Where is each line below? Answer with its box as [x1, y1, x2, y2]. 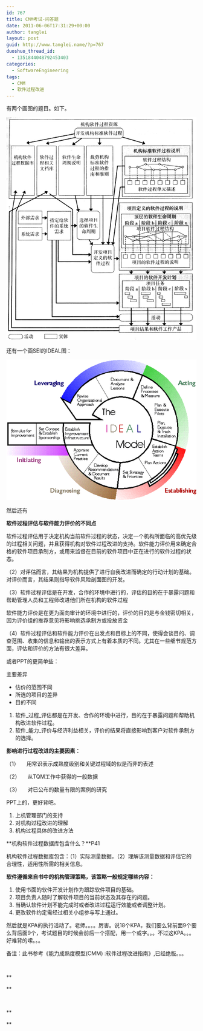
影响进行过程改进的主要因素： [6, 747, 80, 754]
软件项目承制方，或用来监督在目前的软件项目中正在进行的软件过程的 [16, 547, 186, 555]
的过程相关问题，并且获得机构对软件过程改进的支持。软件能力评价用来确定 [6, 540, 192, 547]
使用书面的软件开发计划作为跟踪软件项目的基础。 [14, 886, 137, 893]
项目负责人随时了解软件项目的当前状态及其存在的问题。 [14, 893, 153, 901]
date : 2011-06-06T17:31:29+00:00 [6, 22, 91, 29]
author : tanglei [6, 29, 47, 35]
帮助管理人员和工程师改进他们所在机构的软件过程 [6, 596, 128, 603]
